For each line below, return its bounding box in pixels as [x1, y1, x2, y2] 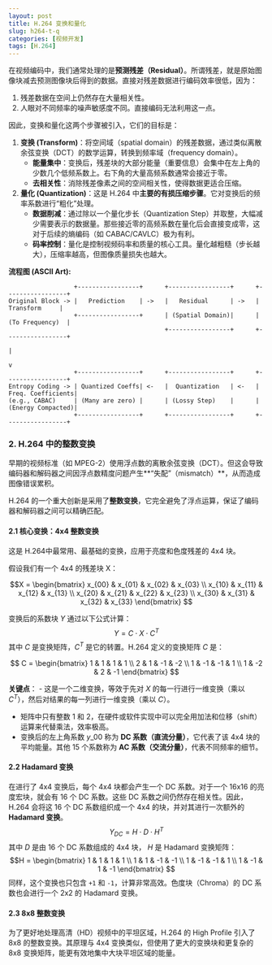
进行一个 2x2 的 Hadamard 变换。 [29, 888, 142, 898]
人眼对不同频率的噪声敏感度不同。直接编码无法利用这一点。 [19, 103, 220, 113]
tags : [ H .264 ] [8, 42, 57, 50]
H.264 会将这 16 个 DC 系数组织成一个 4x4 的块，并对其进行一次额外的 [8, 802, 245, 811]
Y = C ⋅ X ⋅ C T [113, 627, 160, 638]
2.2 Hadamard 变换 [8, 762, 74, 772]
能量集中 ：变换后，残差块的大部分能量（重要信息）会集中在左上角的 [32, 158, 261, 167]
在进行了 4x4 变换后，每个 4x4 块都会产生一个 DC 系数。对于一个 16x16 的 [8, 781, 257, 791]
